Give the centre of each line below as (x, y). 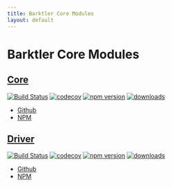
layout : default (30, 20)
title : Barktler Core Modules (51, 14)
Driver (21, 139)
